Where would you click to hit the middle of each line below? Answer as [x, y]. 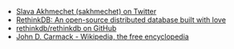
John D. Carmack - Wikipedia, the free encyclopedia [103, 36]
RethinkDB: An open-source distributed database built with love [121, 20]
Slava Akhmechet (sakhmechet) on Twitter [86, 11]
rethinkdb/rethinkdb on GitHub [66, 28]
